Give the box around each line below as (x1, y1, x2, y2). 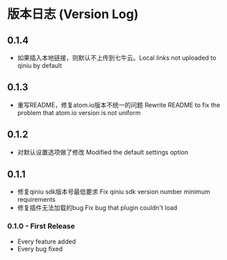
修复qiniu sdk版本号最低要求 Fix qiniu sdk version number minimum (17, 188, 210, 196)
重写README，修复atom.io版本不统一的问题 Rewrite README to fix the (17, 101, 221, 109)
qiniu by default (17, 62, 62, 69)
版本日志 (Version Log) (7, 6, 139, 22)
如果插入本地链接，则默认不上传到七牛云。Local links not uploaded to (17, 53, 217, 62)
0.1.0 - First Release (7, 221, 75, 231)
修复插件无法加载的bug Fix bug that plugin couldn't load (17, 204, 178, 212)
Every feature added (17, 237, 76, 245)
